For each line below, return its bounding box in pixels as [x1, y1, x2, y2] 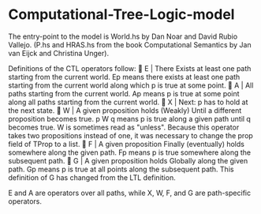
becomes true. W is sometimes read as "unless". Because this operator [8, 122, 240, 132]
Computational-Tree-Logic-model [8, 6, 235, 24]
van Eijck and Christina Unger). [8, 48, 109, 58]
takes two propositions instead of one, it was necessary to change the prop [8, 130, 254, 140]
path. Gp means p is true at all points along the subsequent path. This [8, 164, 234, 174]
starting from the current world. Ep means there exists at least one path [8, 72, 240, 81]
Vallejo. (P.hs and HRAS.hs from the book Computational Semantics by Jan [8, 39, 252, 49]
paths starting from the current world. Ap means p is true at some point [8, 88, 240, 98]
